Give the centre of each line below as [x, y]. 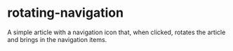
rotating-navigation [66, 13]
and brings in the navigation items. [57, 39]
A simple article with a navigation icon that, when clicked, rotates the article [116, 32]
